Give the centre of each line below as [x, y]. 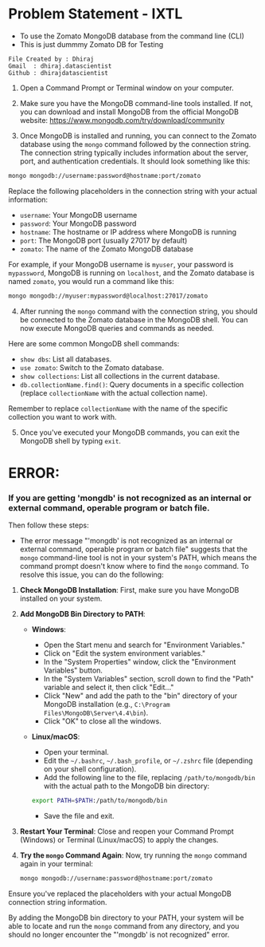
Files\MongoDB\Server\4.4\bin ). [96, 713]
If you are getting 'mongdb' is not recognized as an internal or [130, 498]
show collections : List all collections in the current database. [120, 376]
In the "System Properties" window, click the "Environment [140, 662]
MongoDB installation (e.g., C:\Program [107, 704]
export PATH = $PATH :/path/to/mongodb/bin [99, 801]
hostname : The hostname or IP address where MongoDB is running [128, 231]
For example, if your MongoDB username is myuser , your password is [121, 264]
